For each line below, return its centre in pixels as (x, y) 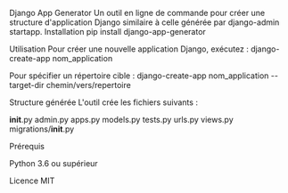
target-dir (27, 85)
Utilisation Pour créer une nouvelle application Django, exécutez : (129, 49)
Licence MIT (32, 181)
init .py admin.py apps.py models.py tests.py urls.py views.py (121, 120)
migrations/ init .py (42, 129)
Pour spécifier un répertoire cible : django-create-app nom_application (139, 76)
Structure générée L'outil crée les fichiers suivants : (104, 102)
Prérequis (27, 146)
